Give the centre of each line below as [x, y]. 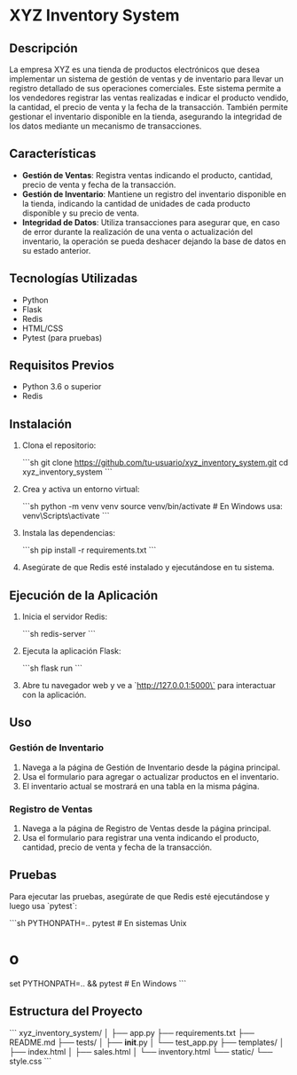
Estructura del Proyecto [76, 1012]
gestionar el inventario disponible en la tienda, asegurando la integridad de [145, 117]
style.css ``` [31, 1061]
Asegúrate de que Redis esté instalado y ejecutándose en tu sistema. [148, 568]
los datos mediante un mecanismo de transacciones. [106, 126]
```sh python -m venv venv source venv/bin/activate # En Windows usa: [152, 506]
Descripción [43, 48]
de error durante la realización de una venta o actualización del [137, 231]
